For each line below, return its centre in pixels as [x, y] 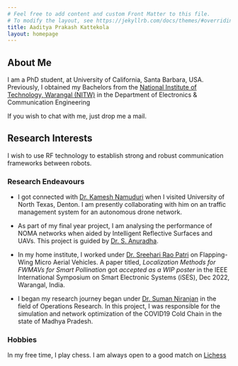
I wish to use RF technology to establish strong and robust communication [115, 155]
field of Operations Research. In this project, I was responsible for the [119, 306]
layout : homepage [33, 34]
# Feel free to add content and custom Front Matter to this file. [109, 14]
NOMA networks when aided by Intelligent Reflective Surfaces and [115, 233]
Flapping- [214, 255]
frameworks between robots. [50, 163]
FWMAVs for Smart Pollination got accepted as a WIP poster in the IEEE [123, 270]
